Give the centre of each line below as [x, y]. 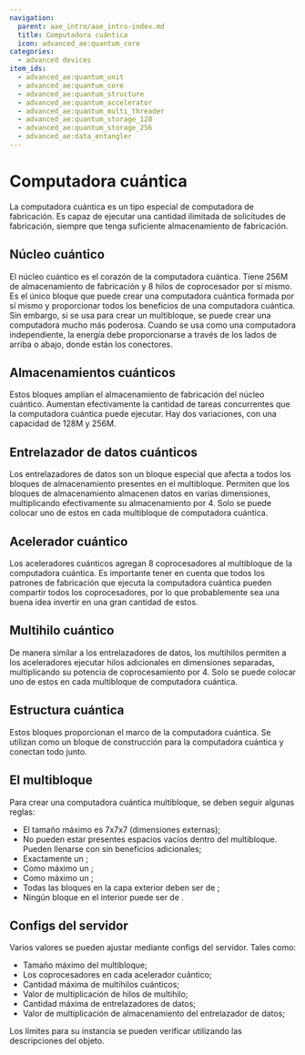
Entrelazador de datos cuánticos [104, 452]
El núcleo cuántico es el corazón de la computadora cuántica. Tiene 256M [149, 276]
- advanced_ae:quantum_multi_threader [91, 111]
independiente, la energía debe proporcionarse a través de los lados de [143, 334]
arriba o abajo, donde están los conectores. [91, 344]
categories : [32, 52]
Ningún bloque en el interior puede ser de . [103, 897]
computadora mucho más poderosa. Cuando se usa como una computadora [152, 325]
